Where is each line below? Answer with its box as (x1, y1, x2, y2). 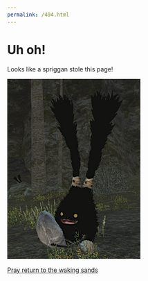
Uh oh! (7, 42, 46, 58)
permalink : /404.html (7, 11, 70, 18)
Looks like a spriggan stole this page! (7, 65, 113, 73)
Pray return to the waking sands (7, 266, 98, 274)
